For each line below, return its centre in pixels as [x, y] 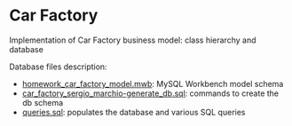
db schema [43, 102]
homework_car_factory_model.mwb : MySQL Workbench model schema [153, 83]
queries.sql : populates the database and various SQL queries [134, 112]
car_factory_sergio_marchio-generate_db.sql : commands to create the [150, 93]
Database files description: [59, 67]
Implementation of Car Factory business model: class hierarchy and [133, 40]
